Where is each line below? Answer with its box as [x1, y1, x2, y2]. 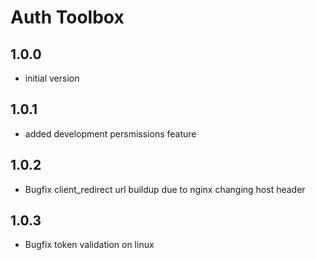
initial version [24, 72, 80, 84]
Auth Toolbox [10, 6, 125, 29]
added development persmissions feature [24, 127, 197, 140]
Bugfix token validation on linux [24, 239, 155, 251]
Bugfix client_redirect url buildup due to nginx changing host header [24, 183, 306, 195]
